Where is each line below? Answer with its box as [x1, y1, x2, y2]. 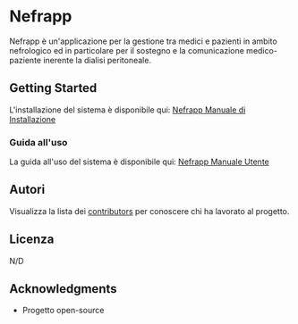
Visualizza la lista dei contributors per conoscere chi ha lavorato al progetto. [9, 205, 290, 216]
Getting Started [9, 80, 98, 96]
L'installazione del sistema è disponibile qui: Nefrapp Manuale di [9, 104, 246, 115]
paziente [9, 54, 42, 65]
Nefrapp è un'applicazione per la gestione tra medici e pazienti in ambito [9, 36, 277, 46]
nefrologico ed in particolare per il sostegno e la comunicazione [9, 45, 244, 55]
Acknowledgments [9, 281, 118, 296]
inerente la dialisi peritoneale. [43, 54, 152, 65]
